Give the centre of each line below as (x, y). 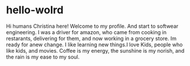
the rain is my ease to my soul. (43, 57)
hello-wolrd (35, 10)
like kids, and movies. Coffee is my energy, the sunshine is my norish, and (95, 50)
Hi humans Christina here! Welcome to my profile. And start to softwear (92, 26)
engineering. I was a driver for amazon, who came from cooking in (86, 32)
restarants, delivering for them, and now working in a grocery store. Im (91, 38)
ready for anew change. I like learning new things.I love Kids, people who (94, 45)
